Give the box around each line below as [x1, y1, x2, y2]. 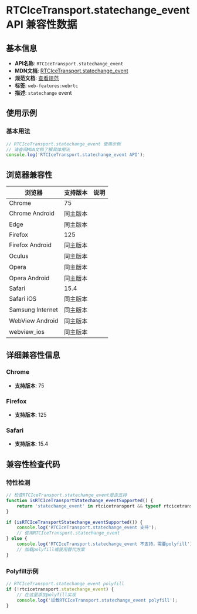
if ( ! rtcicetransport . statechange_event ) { [6, 586, 114, 592]
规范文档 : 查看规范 [14, 75, 59, 81]
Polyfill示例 [6, 567, 39, 575]
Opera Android [9, 274, 50, 283]
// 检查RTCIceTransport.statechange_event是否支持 [6, 492, 127, 498]
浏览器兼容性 [6, 170, 53, 180]
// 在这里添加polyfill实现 [16, 592, 76, 598]
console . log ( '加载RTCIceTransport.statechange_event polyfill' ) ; [16, 597, 178, 603]
